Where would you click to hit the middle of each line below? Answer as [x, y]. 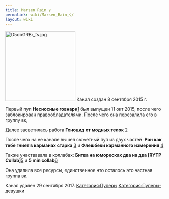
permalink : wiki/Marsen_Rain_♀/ [39, 15]
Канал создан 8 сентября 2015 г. [112, 99]
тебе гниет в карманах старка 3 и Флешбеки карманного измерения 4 [84, 145]
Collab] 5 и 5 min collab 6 [31, 160]
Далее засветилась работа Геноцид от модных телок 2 [67, 130]
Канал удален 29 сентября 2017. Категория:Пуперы [61, 186]
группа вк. [17, 176]
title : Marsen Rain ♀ [28, 10]
